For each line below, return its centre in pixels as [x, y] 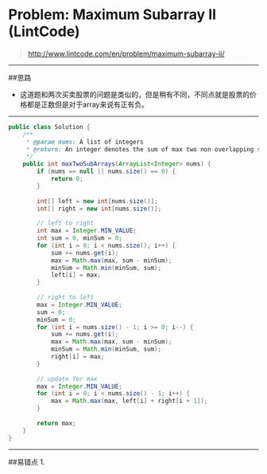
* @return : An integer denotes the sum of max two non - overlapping [140, 149]
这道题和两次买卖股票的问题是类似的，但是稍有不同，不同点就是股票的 [135, 94]
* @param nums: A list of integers [85, 142]
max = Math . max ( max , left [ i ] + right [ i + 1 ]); [129, 401]
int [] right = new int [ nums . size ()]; [99, 209]
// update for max [67, 379]
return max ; [57, 423]
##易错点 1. [27, 462]
